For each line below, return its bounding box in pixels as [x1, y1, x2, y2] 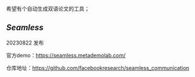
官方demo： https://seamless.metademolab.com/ [6, 52, 126, 59]
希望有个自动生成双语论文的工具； [6, 5, 90, 12]
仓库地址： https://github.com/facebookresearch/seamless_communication [6, 64, 190, 71]
